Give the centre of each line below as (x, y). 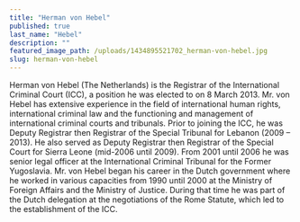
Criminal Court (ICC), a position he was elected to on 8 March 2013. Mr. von (150, 94)
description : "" (40, 43)
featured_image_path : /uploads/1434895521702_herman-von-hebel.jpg (139, 51)
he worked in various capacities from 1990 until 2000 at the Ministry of (141, 180)
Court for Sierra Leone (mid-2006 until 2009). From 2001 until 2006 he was (150, 152)
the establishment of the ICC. (64, 209)
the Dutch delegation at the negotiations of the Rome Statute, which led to (147, 200)
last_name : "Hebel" (46, 34)
